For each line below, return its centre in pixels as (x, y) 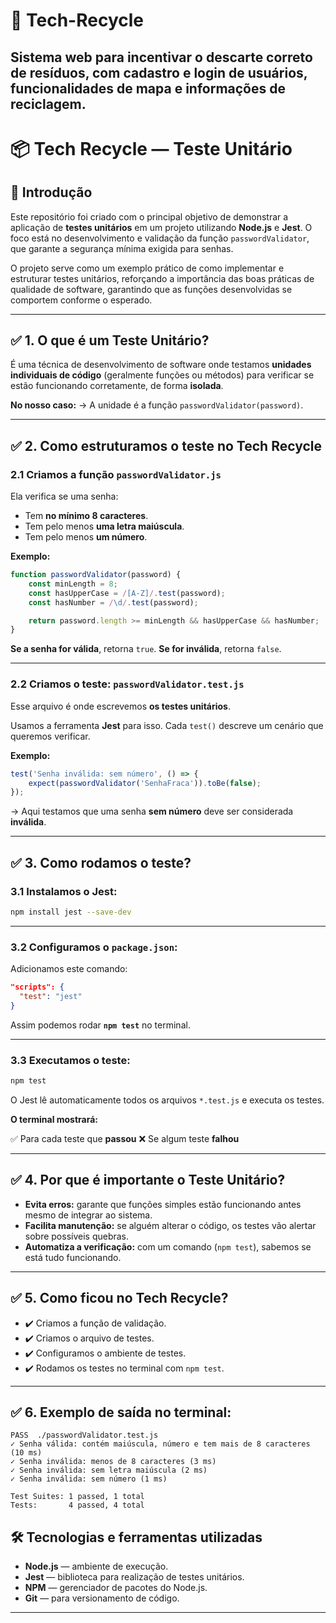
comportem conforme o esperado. (81, 300)
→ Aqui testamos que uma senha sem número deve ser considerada (152, 811)
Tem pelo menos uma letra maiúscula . (104, 526)
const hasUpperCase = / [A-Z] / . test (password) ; (127, 593)
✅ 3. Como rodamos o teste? (101, 862)
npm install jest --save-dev (71, 912)
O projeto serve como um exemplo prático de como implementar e (147, 268)
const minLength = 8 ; (73, 584)
